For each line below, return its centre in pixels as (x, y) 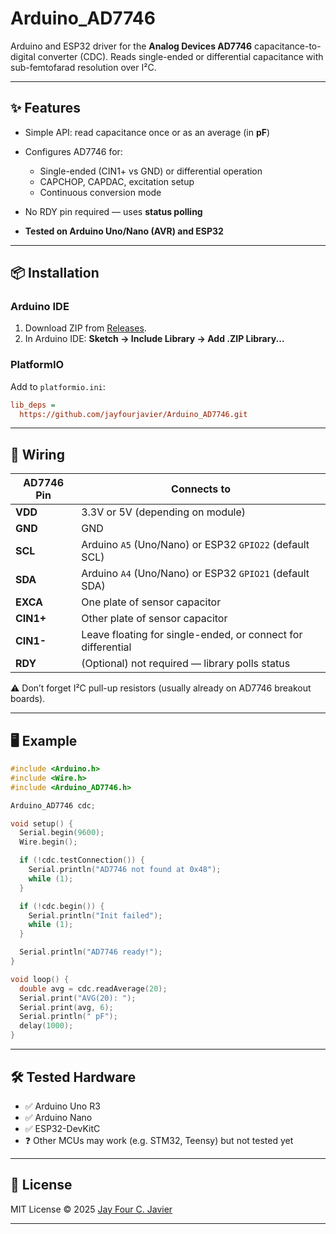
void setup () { (42, 823)
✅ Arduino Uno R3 (62, 1106)
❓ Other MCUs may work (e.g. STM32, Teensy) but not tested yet (159, 1140)
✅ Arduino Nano (58, 1117)
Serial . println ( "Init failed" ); (95, 915)
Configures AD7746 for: (73, 151)
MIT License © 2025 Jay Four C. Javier (91, 1209)
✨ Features (45, 108)
